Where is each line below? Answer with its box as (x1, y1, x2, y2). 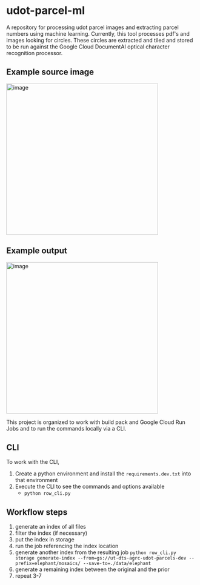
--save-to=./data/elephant (82, 561, 152, 567)
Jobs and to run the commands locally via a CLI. (6, 425, 127, 432)
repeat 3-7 (15, 572, 42, 580)
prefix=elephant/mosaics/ (15, 561, 81, 567)
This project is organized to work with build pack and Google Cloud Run (6, 418, 186, 426)
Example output (6, 246, 68, 256)
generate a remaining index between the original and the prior (15, 566, 170, 573)
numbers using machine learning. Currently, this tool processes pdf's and (6, 30, 190, 37)
